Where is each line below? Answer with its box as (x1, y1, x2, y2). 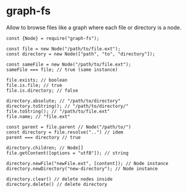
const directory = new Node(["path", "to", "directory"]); (6, 51, 156, 57)
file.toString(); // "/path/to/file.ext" (6, 108, 110, 114)
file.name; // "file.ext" (6, 113, 70, 120)
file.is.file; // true (6, 82, 62, 88)
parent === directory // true (6, 134, 81, 141)
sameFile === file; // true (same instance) (6, 67, 118, 73)
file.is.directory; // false (6, 88, 78, 94)
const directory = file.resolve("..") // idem (6, 129, 123, 135)
